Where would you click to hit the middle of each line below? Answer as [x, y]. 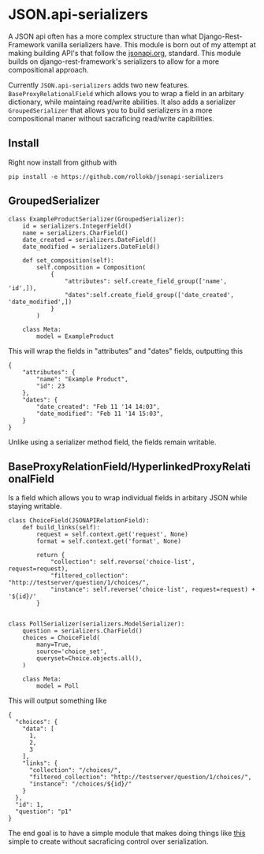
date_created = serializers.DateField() [89, 239]
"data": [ [39, 729]
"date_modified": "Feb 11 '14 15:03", [100, 414]
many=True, [54, 645]
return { [51, 555]
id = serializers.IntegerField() [77, 226]
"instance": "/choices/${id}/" [80, 784]
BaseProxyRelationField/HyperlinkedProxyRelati [129, 466]
